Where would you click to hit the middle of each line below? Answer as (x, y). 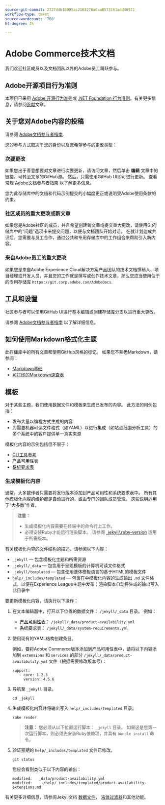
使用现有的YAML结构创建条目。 (44, 639)
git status (23, 760)
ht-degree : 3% (20, 23)
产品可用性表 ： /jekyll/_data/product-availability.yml (77, 622)
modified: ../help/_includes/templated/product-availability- (79, 783)
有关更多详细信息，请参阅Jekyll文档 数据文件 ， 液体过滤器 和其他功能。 (77, 797)
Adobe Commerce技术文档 (60, 54)
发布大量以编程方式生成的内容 (42, 422)
